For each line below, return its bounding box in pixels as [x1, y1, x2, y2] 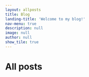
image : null [5, 30, 30, 35]
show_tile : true [5, 40, 39, 45]
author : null [5, 35, 32, 40]
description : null [5, 26, 43, 31]
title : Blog [5, 12, 30, 17]
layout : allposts [5, 7, 41, 12]
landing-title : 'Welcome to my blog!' [5, 16, 86, 21]
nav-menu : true [5, 21, 37, 26]
